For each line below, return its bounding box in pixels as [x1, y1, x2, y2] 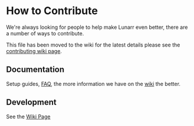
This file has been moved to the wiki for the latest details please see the [6, 41, 180, 48]
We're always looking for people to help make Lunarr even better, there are [6, 24, 188, 31]
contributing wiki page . [6, 47, 62, 54]
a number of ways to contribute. [6, 29, 84, 37]
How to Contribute [6, 4, 98, 18]
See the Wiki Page [6, 113, 51, 120]
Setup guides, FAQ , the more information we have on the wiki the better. [6, 80, 181, 87]
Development [6, 97, 57, 107]
